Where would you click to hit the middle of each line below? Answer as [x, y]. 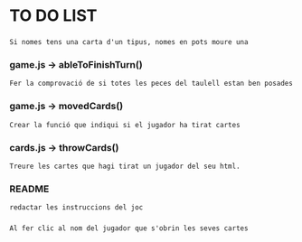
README [29, 189]
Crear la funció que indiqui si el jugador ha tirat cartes [125, 125]
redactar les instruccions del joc [76, 208]
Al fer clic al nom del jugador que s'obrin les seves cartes [129, 228]
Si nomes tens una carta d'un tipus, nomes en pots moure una [129, 42]
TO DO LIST [53, 16]
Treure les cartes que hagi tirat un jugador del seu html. [125, 166]
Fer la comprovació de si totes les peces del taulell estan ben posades [151, 84]
